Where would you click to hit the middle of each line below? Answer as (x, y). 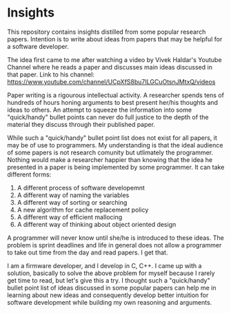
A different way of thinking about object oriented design (97, 224)
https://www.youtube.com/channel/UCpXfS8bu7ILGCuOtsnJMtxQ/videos (111, 81)
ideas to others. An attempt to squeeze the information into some (99, 110)
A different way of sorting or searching (72, 202)
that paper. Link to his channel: (51, 74)
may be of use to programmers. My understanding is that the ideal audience (115, 145)
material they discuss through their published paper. (81, 124)
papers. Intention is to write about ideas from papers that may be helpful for (115, 39)
